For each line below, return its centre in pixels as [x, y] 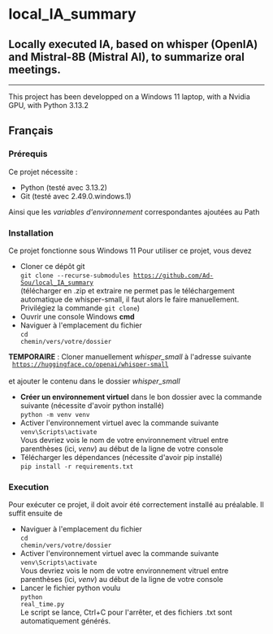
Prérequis [28, 154]
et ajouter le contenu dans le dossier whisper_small [94, 381]
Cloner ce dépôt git [52, 266]
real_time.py [42, 605]
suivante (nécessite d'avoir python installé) [92, 405]
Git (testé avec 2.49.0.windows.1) [76, 196]
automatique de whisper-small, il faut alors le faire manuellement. [130, 299]
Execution [29, 487]
